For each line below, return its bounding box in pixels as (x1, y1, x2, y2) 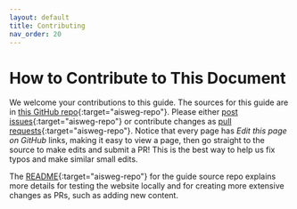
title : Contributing (9, 21, 87, 30)
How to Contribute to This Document (9, 68, 287, 88)
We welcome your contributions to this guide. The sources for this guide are (9, 97, 289, 108)
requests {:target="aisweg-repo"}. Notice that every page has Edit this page (9, 125, 287, 136)
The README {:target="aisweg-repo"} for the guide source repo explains (9, 171, 276, 182)
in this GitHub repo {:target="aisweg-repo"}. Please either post (9, 107, 238, 117)
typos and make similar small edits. (9, 154, 138, 165)
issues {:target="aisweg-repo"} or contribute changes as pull (9, 117, 232, 127)
